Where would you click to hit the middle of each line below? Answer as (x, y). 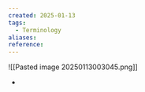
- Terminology (38, 30)
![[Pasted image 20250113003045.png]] (73, 67)
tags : (17, 23)
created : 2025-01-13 (42, 15)
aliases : (22, 37)
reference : (26, 45)
